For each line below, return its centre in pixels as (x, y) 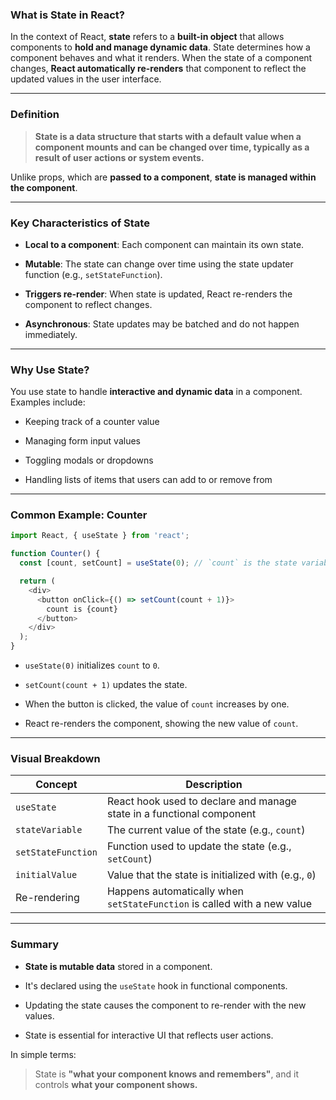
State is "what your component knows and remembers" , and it (166, 1074)
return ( (37, 581)
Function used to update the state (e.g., (199, 846)
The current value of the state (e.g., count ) (206, 830)
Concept (56, 785)
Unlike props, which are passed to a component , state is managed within (163, 177)
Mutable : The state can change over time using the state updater (159, 264)
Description (214, 785)
